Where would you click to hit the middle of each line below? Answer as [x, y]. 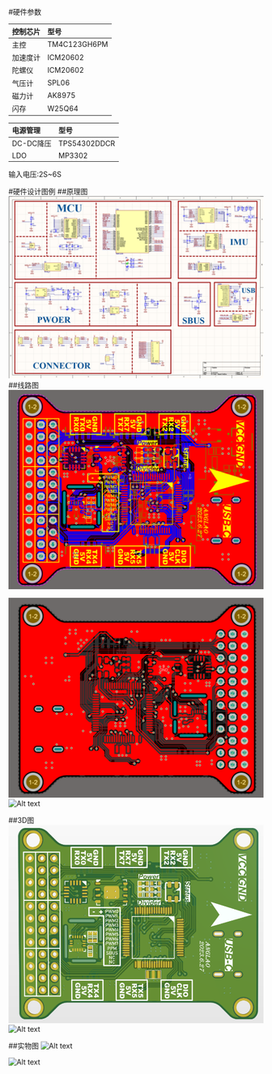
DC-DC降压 [32, 143]
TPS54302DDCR [87, 143]
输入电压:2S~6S [35, 174]
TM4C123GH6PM [78, 45]
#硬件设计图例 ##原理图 [48, 191]
